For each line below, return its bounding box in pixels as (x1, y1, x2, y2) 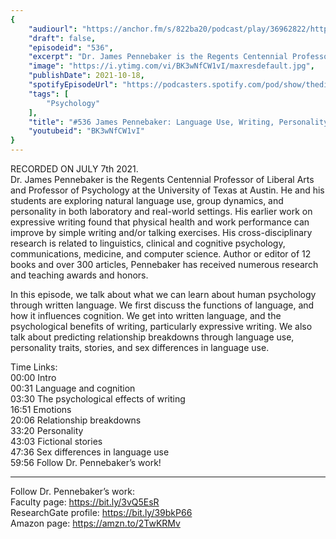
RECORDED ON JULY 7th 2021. (10, 163, 139, 175)
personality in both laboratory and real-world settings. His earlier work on (10, 206, 313, 217)
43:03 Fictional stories (10, 436, 103, 447)
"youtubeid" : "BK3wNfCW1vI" (28, 126, 145, 136)
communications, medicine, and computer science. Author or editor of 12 (10, 248, 312, 260)
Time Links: (10, 361, 58, 373)
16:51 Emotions (10, 404, 72, 415)
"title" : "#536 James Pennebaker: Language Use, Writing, (28, 117, 275, 127)
